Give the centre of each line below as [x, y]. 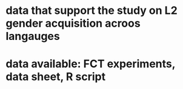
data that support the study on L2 [92, 11]
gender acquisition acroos [73, 23]
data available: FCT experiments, [91, 64]
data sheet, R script [56, 77]
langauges [33, 36]
